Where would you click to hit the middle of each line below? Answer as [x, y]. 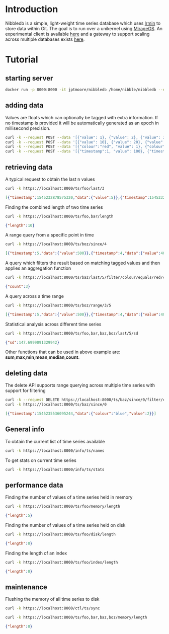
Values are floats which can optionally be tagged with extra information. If [82, 117]
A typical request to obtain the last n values [50, 179]
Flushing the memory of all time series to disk [52, 599]
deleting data [26, 373]
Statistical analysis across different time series [53, 324]
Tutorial [22, 60]
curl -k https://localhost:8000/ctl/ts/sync [53, 608]
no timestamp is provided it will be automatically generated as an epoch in [82, 123]
